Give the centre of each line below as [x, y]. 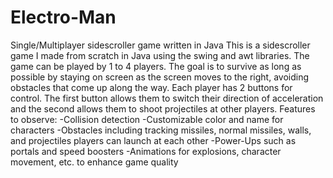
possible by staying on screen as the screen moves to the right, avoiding [159, 77]
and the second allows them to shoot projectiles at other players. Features [163, 108]
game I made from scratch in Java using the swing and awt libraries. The [160, 55]
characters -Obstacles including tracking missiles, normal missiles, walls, [161, 130]
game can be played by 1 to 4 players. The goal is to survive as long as [156, 66]
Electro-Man [63, 17]
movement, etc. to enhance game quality [94, 162]
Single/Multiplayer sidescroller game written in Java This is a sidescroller [160, 45]
